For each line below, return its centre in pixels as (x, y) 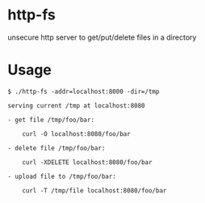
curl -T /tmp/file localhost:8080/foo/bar (94, 190)
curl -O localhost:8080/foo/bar (76, 134)
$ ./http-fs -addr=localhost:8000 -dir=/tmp (84, 91)
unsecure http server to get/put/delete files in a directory (102, 37)
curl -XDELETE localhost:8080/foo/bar (87, 162)
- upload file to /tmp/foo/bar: (62, 176)
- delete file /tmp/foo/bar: (56, 148)
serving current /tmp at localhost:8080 (77, 106)
